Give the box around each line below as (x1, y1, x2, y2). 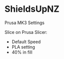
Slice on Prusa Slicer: (4, 29, 47, 35)
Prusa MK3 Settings (4, 20, 45, 26)
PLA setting (11, 44, 35, 50)
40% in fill (11, 49, 33, 55)
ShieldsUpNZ (4, 3, 60, 15)
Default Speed (11, 38, 41, 45)
